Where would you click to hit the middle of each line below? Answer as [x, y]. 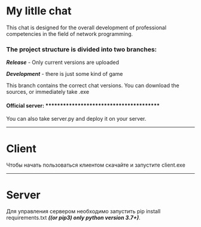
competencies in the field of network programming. [70, 33]
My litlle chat [39, 11]
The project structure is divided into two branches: [82, 49]
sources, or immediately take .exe [48, 92]
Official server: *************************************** [83, 105]
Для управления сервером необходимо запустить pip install [83, 211]
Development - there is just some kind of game [65, 74]
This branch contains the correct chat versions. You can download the [93, 85]
